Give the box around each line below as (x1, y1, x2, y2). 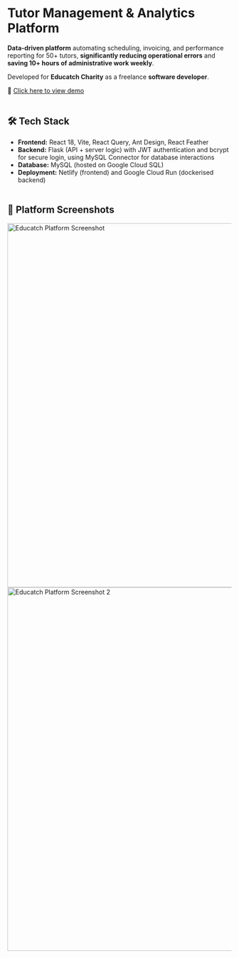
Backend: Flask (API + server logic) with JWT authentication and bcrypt (17, 145, 229, 154)
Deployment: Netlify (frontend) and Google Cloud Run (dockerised (17, 168, 214, 176)
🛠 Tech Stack (7, 115, 70, 127)
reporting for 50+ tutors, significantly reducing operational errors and (7, 51, 216, 60)
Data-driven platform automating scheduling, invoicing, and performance (7, 43, 224, 52)
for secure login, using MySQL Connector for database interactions (17, 153, 215, 161)
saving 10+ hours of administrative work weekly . (7, 58, 154, 67)
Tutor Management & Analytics (7, 5, 196, 21)
